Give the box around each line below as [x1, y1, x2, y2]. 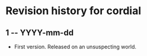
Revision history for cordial [5, 4, 142, 18]
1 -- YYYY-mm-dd [5, 28, 74, 38]
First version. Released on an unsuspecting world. [14, 43, 137, 50]
